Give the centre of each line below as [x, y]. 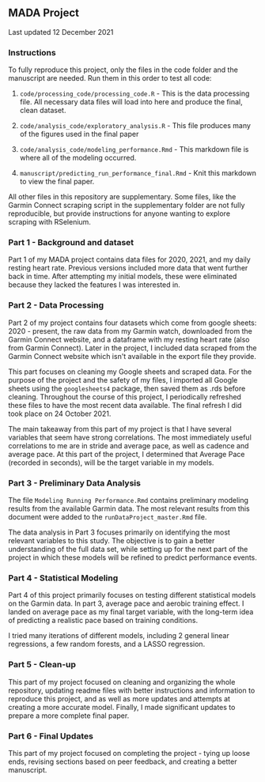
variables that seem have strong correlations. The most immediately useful [130, 437]
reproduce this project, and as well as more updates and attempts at [119, 698]
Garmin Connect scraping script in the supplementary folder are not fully [127, 206]
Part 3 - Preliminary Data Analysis [74, 483]
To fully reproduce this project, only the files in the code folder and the [123, 70]
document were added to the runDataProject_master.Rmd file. [108, 517]
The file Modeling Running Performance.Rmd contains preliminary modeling [129, 500]
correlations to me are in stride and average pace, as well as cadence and [129, 445]
